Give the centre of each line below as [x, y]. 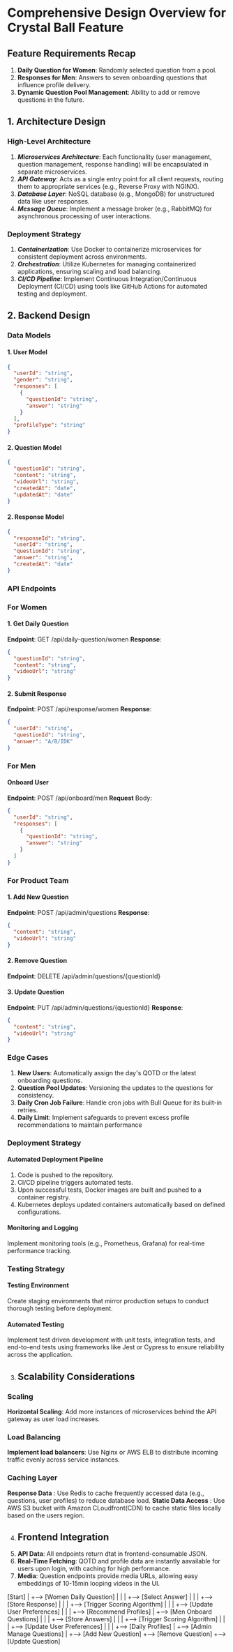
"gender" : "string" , [43, 380]
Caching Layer [32, 1478]
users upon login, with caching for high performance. [94, 1569]
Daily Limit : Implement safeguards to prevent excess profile [103, 1117]
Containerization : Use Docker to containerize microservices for [110, 249]
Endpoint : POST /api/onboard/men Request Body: [80, 798]
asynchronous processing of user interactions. [84, 216]
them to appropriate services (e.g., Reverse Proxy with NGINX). [108, 186]
